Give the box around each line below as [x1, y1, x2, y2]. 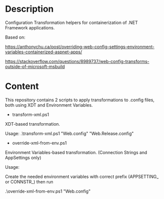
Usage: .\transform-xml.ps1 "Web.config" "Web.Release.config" [5, 131, 134, 136]
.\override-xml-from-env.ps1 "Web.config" [5, 188, 91, 194]
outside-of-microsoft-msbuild [5, 64, 65, 69]
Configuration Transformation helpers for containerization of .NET [5, 20, 138, 25]
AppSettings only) [5, 155, 42, 160]
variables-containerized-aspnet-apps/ [5, 49, 82, 55]
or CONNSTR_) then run [5, 178, 54, 184]
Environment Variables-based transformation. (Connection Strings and [5, 149, 147, 155]
